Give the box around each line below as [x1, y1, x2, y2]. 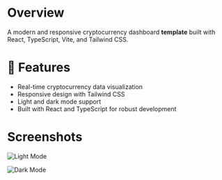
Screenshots [7, 129, 83, 145]
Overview [7, 5, 65, 21]
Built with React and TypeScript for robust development [17, 104, 177, 113]
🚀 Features [7, 60, 71, 76]
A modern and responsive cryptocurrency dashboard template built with [7, 28, 216, 36]
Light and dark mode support [17, 97, 102, 106]
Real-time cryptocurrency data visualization [17, 82, 143, 91]
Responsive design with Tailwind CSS [17, 90, 125, 98]
